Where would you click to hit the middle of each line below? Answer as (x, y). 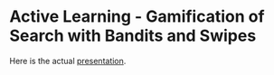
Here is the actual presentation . (68, 61)
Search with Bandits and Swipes (133, 36)
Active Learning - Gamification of (137, 17)
